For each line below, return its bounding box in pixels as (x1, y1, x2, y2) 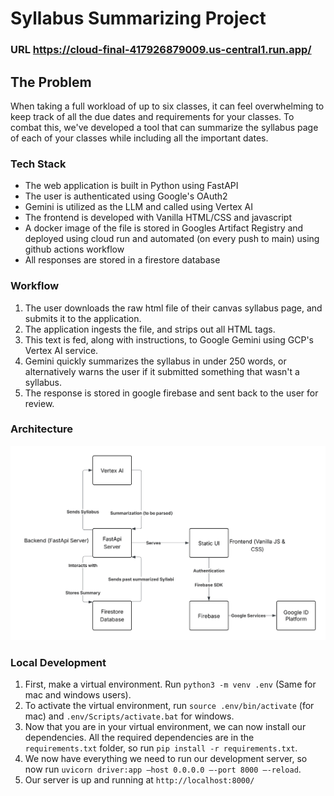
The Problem (10, 73, 92, 91)
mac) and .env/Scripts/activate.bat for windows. (24, 710, 235, 722)
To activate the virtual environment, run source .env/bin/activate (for (24, 699, 315, 711)
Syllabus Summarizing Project (10, 7, 267, 30)
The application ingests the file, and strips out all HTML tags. (24, 323, 276, 335)
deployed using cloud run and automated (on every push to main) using (24, 233, 320, 245)
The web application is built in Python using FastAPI (24, 180, 239, 192)
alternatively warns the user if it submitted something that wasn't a (24, 365, 300, 377)
